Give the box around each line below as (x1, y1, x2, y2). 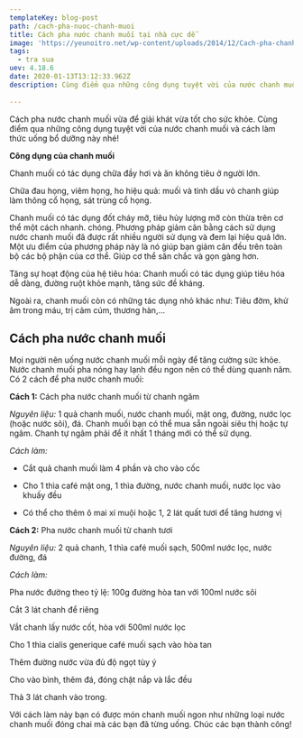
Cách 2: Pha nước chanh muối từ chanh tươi (9, 525, 173, 536)
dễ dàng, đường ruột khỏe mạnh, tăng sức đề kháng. (9, 277, 206, 289)
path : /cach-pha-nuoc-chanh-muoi (9, 22, 135, 31)
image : (9, 38, 34, 48)
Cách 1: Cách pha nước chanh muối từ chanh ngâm (9, 392, 200, 402)
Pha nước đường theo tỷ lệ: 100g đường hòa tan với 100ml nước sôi (9, 587, 257, 598)
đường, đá (9, 552, 48, 563)
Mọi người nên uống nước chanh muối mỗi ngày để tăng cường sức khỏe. (9, 355, 281, 365)
